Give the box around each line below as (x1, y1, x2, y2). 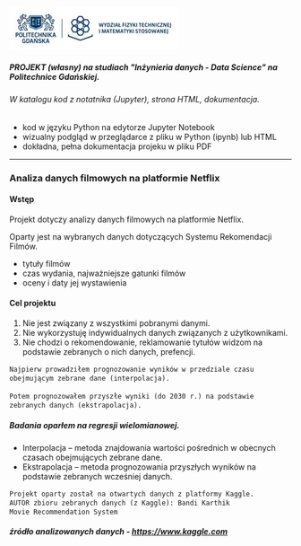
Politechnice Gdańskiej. (9, 71, 100, 82)
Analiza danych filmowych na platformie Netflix (9, 172, 220, 184)
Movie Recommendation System (9, 507, 118, 516)
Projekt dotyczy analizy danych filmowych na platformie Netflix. (9, 214, 245, 225)
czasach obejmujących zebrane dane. (21, 452, 163, 462)
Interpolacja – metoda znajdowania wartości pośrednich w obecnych (21, 442, 276, 453)
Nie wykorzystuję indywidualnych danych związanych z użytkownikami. (21, 327, 288, 338)
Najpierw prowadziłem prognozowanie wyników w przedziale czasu (9, 365, 254, 374)
